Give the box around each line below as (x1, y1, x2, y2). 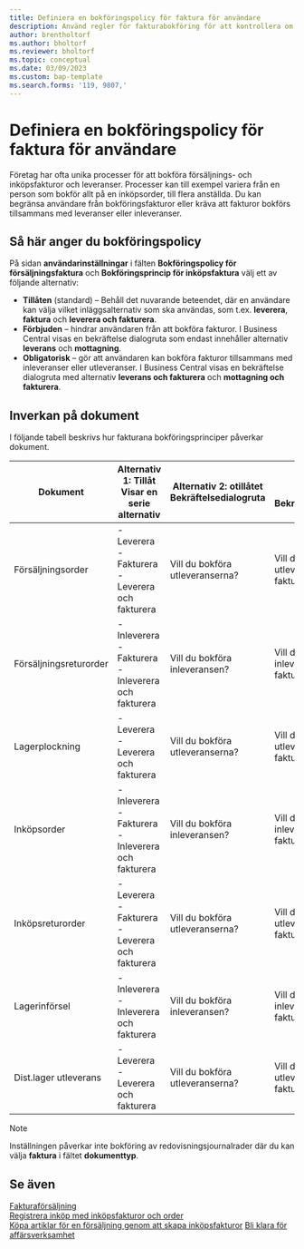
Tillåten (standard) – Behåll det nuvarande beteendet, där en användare (22, 295, 291, 306)
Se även (9, 1176, 56, 1192)
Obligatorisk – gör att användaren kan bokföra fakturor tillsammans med (22, 353, 293, 364)
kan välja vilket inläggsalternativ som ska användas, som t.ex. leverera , (22, 305, 288, 316)
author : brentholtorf (9, 30, 91, 39)
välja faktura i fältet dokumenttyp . (9, 1150, 138, 1161)
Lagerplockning (14, 740, 81, 753)
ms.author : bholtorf (9, 38, 88, 48)
